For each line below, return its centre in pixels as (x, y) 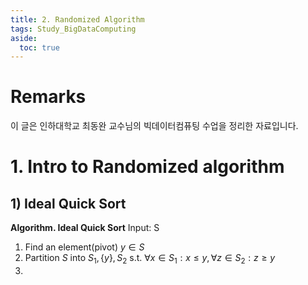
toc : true (39, 47)
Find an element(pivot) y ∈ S (84, 247)
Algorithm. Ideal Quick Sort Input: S (85, 228)
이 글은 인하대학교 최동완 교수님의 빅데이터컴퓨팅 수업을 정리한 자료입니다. (154, 126)
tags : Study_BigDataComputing (73, 29)
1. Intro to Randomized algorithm (147, 167)
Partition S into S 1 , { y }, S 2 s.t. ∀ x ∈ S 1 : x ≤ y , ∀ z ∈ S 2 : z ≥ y (150, 259)
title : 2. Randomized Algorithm (77, 19)
